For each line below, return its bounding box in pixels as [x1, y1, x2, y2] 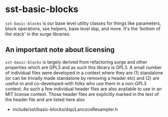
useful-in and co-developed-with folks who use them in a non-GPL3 [5, 80, 147, 86]
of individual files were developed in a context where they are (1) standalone [5, 70, 163, 76]
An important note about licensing [5, 45, 115, 54]
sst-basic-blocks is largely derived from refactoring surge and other [5, 59, 147, 65]
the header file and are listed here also [5, 96, 85, 102]
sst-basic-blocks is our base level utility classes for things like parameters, [5, 20, 161, 26]
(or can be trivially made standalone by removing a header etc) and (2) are [5, 75, 159, 81]
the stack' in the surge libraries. [5, 31, 71, 37]
